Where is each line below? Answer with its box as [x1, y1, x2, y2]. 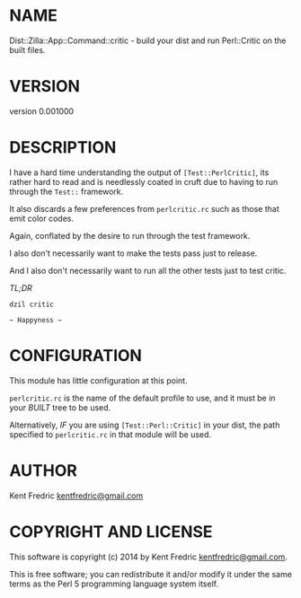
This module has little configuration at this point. [9, 374, 188, 386]
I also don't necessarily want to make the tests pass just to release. [9, 248, 258, 259]
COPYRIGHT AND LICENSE [9, 522, 213, 541]
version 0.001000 [9, 105, 75, 117]
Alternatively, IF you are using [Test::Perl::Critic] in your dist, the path [9, 419, 280, 430]
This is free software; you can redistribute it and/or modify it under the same [9, 568, 292, 579]
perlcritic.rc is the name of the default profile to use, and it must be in [9, 392, 276, 403]
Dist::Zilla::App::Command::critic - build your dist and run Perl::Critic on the [9, 35, 287, 46]
